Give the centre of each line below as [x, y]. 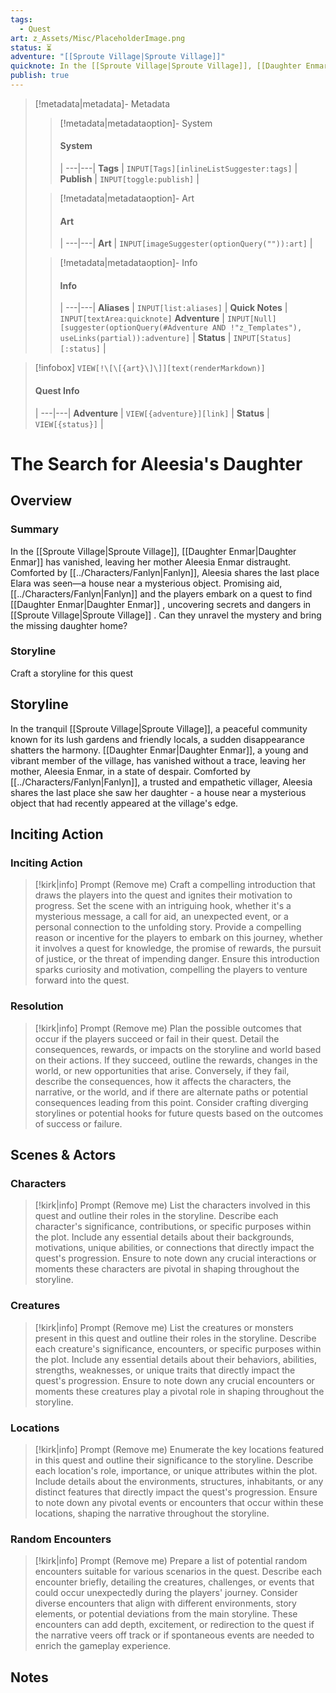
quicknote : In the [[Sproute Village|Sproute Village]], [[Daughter [156, 66]
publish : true [40, 76]
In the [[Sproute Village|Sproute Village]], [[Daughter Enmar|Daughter [153, 551]
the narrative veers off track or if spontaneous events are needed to [174, 1635]
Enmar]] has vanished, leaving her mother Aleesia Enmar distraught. [151, 562]
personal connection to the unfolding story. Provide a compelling [168, 927]
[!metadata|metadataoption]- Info [128, 263]
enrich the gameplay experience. [103, 1646]
